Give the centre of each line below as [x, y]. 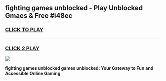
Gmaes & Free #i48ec [39, 16]
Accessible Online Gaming [33, 73]
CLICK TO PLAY [24, 30]
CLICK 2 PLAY [22, 48]
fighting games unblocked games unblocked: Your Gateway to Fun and [79, 68]
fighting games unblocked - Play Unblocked [74, 8]
